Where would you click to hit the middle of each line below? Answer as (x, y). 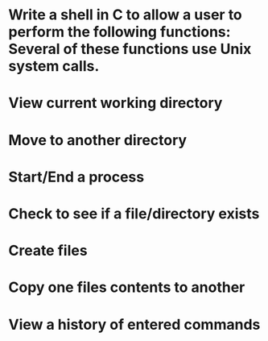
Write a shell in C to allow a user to (126, 15)
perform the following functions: (120, 32)
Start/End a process (76, 177)
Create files (48, 251)
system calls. (54, 67)
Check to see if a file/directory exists (134, 213)
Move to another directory (98, 140)
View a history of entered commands (134, 324)
